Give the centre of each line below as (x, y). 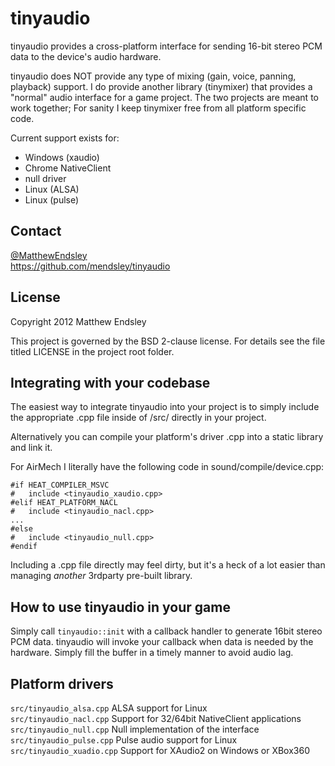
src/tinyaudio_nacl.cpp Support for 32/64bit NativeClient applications (156, 718)
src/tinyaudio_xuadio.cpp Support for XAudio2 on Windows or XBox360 (160, 750)
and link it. (31, 448)
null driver (45, 178)
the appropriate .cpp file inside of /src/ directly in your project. (138, 418)
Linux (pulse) (52, 199)
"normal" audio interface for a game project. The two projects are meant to (164, 97)
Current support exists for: (65, 138)
